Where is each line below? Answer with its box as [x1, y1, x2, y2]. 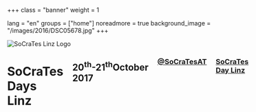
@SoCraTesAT [157, 56, 207, 66]
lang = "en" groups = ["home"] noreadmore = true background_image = [7, 19, 211, 27]
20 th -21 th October [72, 60, 149, 74]
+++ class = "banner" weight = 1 [7, 6, 100, 14]
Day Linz [215, 65, 246, 75]
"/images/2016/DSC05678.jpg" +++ [7, 27, 109, 34]
